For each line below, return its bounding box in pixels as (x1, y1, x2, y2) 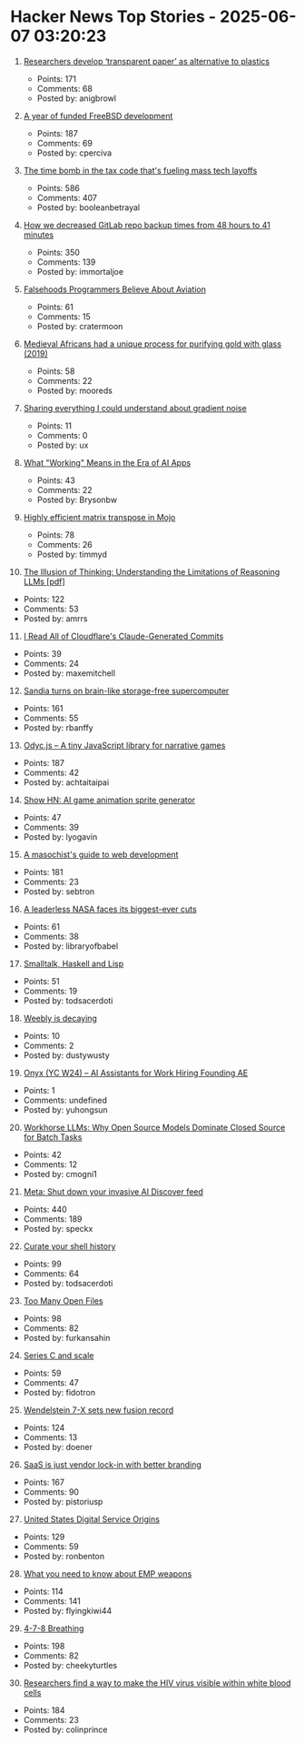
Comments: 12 (23, 1158, 78, 1170)
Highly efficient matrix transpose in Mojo (23, 511, 176, 522)
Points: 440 (23, 1204, 67, 1215)
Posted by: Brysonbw (36, 494, 117, 505)
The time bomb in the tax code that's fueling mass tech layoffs (23, 165, 258, 176)
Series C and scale (23, 1349, 94, 1361)
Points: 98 (23, 1313, 62, 1324)
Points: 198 (23, 1640, 65, 1651)
